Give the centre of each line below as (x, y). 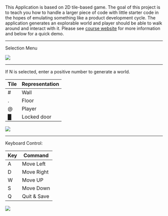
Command (36, 155)
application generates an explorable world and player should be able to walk (84, 23)
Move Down (36, 188)
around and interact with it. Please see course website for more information (83, 28)
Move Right (35, 172)
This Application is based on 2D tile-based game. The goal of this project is (83, 7)
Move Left (34, 164)
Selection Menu (21, 48)
